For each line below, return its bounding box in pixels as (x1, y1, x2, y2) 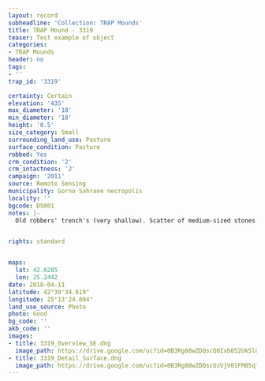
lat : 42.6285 (15, 266, 58, 275)
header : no (8, 56, 44, 64)
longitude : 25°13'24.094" (8, 295, 93, 304)
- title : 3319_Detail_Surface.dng (8, 354, 122, 362)
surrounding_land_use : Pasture (8, 136, 111, 144)
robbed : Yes (8, 151, 47, 159)
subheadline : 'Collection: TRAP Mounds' (8, 19, 144, 27)
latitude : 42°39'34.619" (8, 288, 90, 296)
